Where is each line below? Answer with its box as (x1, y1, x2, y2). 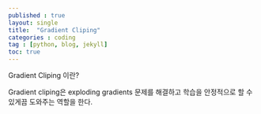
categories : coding (8, 33, 77, 42)
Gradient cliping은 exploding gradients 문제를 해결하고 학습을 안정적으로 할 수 (8, 87, 253, 97)
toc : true (8, 48, 41, 56)
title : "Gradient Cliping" (8, 26, 101, 34)
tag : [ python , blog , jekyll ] (8, 41, 108, 49)
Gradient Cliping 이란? (8, 71, 80, 79)
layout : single (8, 19, 59, 27)
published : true (8, 11, 66, 20)
